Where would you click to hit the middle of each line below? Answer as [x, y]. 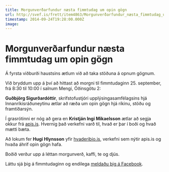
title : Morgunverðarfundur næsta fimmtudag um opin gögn [66, 10]
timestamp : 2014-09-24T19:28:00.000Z [45, 19]
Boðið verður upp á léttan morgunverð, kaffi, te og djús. [62, 154]
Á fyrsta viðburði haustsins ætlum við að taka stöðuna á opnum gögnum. [80, 73]
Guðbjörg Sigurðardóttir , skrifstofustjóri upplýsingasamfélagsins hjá [76, 98]
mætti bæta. [18, 129]
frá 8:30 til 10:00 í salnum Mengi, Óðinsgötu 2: [53, 89]
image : [12, 24]
